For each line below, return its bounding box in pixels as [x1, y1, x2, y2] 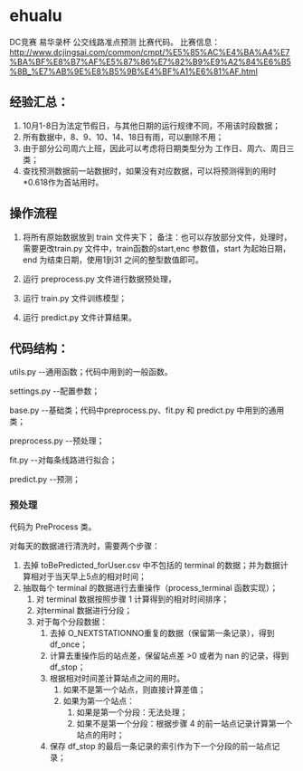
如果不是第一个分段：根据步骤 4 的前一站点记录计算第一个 [76, 718, 292, 728]
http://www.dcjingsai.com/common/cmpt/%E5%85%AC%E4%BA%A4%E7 [9, 46, 290, 57]
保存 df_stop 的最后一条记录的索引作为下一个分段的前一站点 [49, 740, 273, 751]
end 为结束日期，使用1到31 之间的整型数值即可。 [22, 254, 204, 265]
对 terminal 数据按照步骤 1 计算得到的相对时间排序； [35, 594, 230, 604]
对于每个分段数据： [35, 616, 109, 627]
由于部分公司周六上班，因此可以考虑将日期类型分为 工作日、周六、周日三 [22, 142, 295, 154]
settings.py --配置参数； [9, 385, 100, 396]
